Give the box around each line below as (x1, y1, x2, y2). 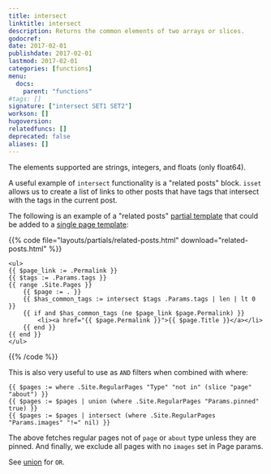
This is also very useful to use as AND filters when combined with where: (8, 367, 249, 377)
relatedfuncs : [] (8, 125, 67, 133)
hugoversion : (8, 117, 53, 126)
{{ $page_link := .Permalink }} (8, 267, 118, 275)
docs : (15, 79, 35, 88)
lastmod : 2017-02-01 (8, 58, 79, 66)
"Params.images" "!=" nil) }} (8, 418, 111, 426)
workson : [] (8, 110, 49, 118)
